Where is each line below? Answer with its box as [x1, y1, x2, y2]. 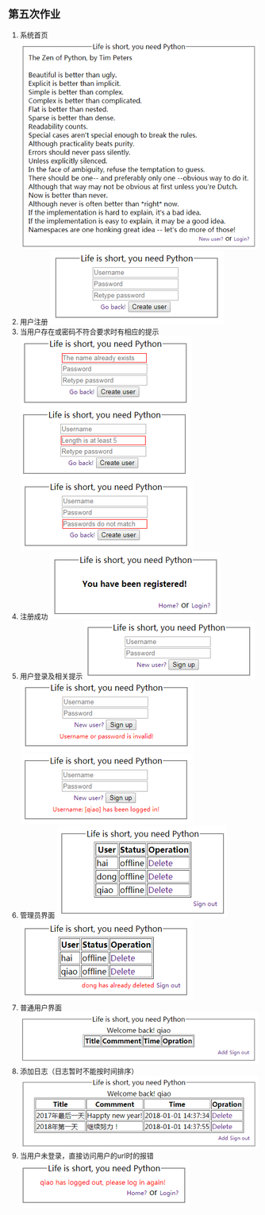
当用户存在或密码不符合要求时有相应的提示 [19, 327, 159, 336]
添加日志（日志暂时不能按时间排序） [19, 1066, 139, 1076]
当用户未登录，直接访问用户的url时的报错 [19, 1151, 154, 1160]
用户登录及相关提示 [19, 671, 83, 681]
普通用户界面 [19, 1003, 62, 1012]
